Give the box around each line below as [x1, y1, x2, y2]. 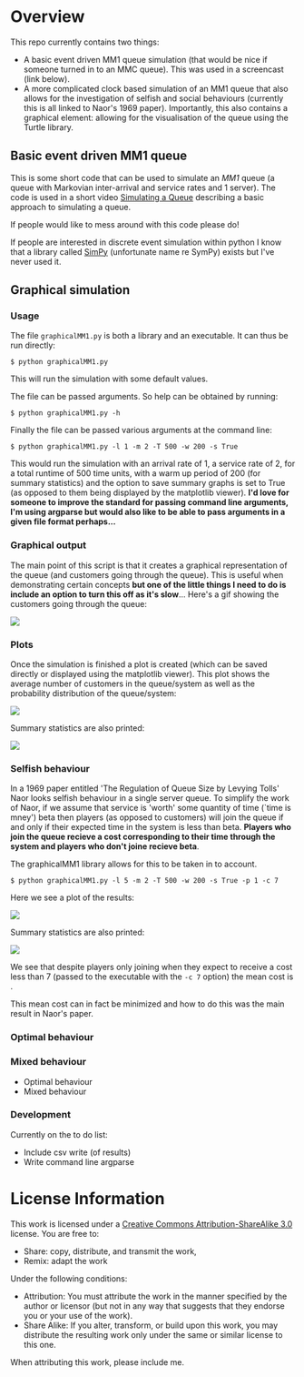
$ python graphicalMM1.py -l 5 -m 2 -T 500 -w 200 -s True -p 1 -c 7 [10, 876, 279, 886]
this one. [23, 1339, 57, 1350]
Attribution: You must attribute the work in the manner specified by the [23, 1291, 288, 1301]
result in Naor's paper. [10, 1008, 93, 1019]
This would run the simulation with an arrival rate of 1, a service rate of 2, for [10, 458, 296, 470]
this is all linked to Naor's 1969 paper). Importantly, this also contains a [23, 102, 289, 113]
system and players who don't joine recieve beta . [10, 841, 200, 852]
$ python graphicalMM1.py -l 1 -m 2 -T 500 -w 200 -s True [10, 442, 239, 451]
